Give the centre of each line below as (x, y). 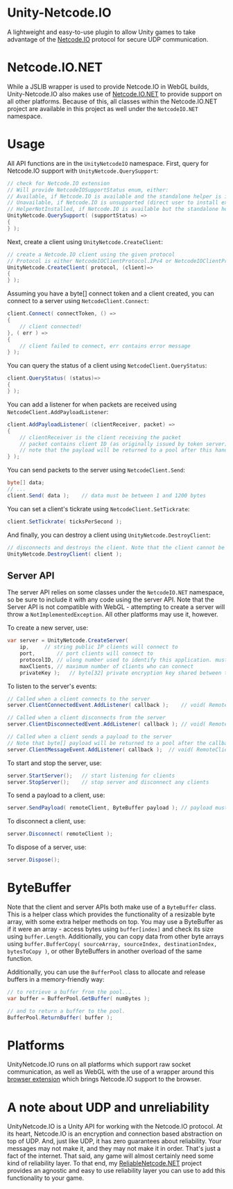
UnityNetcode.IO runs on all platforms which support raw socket (99, 1064)
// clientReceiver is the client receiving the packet (101, 437)
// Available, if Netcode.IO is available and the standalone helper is (114, 196)
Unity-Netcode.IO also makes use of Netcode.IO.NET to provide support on (115, 94)
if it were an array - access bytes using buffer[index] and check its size (110, 929)
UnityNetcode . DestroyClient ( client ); (65, 554)
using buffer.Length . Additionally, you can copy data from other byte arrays (115, 936)
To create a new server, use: (48, 628)
